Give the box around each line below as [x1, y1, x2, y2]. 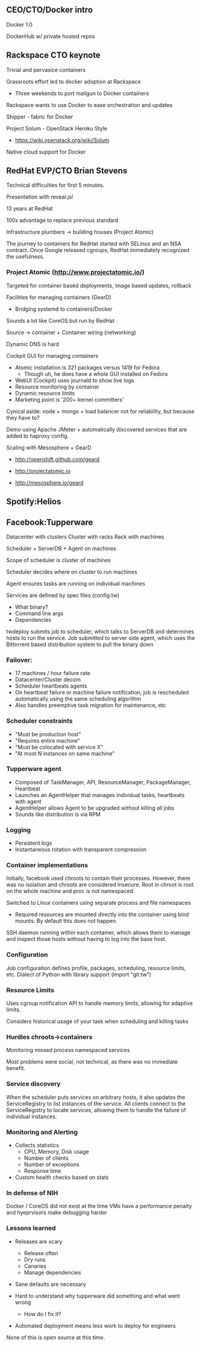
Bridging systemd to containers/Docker [14, 305, 113, 312]
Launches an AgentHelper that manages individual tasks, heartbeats [14, 791, 185, 798]
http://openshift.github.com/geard [14, 456, 100, 463]
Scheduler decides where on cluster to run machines [6, 568, 137, 575]
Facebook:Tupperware [6, 517, 93, 528]
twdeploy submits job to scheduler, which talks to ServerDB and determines [6, 628, 194, 635]
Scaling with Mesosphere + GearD [6, 444, 91, 451]
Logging [6, 825, 31, 834]
